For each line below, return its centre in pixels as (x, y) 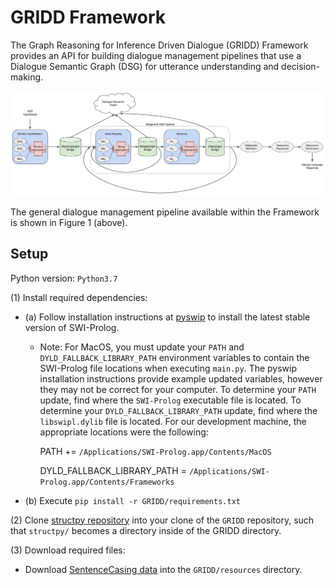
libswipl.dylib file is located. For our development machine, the (173, 421)
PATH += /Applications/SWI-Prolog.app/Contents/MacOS (155, 451)
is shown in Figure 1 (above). (69, 222)
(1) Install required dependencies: (79, 297)
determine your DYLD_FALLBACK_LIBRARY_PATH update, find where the (178, 410)
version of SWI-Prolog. (72, 327)
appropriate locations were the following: (124, 432)
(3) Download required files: (68, 550)
